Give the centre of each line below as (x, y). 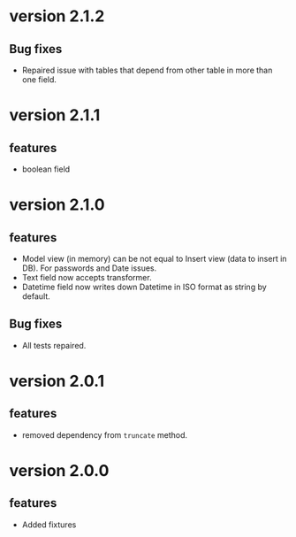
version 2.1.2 (57, 16)
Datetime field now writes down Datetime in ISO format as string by (144, 287)
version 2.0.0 (59, 471)
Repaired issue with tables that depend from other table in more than (147, 70)
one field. (39, 80)
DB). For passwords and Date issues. (89, 268)
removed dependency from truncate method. (105, 434)
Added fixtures (49, 525)
